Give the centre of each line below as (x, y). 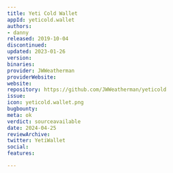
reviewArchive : (29, 134)
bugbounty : (23, 109)
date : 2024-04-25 (32, 128)
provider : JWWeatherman (41, 70)
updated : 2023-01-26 (37, 52)
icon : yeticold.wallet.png (45, 103)
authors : (19, 26)
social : (18, 147)
